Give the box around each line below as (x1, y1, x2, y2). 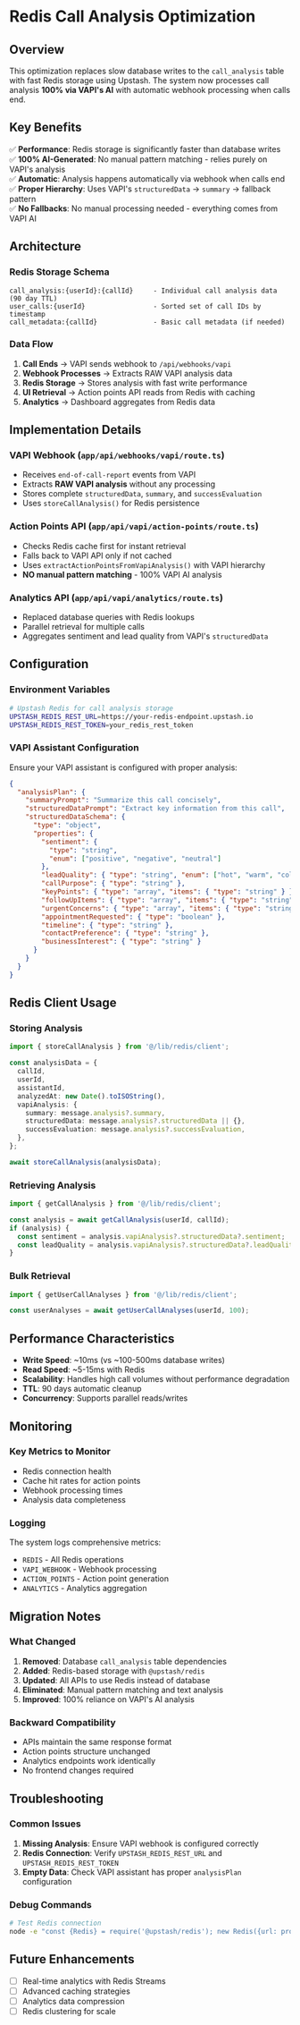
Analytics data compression (21, 1995, 125, 2006)
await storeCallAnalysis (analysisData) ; (9, 1157, 162, 1166)
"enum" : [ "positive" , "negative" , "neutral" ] (48, 854, 221, 863)
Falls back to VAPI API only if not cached (21, 550, 172, 561)
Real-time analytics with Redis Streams (21, 1975, 167, 1987)
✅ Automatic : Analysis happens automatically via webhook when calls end (9, 173, 286, 184)
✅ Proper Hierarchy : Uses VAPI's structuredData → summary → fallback (9, 183, 271, 194)
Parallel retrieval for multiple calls (21, 622, 146, 632)
